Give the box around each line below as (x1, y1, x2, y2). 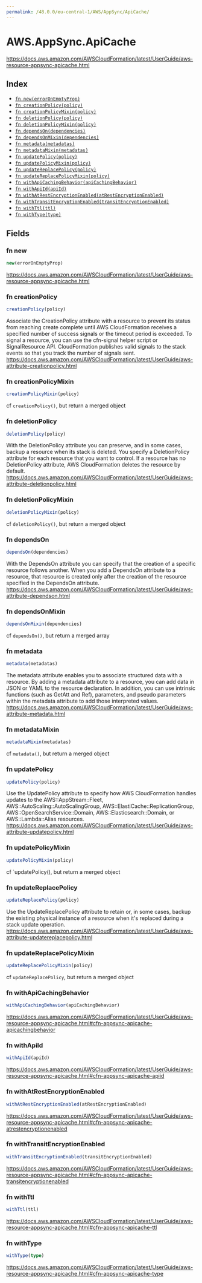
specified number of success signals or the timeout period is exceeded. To (6, 330, 192, 338)
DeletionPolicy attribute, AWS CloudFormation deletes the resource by (6, 461, 181, 468)
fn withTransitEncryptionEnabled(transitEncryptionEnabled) (14, 199, 169, 205)
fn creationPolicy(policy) (14, 102, 83, 109)
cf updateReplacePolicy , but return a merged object (6, 974, 134, 980)
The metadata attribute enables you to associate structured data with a (6, 672, 183, 679)
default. (6, 467, 26, 475)
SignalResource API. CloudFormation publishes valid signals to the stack (6, 343, 186, 350)
